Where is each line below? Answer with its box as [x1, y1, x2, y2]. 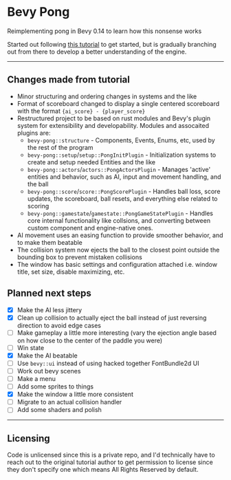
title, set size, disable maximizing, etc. [16, 268, 125, 276]
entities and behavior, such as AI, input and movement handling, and [27, 173, 221, 181]
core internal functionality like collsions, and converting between [27, 216, 211, 224]
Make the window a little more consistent [16, 390, 134, 399]
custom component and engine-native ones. [27, 223, 153, 232]
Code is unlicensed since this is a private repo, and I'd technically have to [7, 451, 215, 459]
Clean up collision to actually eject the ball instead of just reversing [16, 314, 207, 322]
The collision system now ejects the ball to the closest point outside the [16, 246, 220, 254]
